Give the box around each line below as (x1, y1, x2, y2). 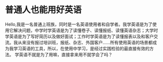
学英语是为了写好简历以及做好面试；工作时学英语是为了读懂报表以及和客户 (5, 33, 154, 39)
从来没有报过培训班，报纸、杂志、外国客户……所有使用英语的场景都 (17, 39, 153, 45)
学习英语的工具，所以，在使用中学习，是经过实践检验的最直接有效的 (13, 46, 149, 51)
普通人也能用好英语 (5, 4, 82, 15)
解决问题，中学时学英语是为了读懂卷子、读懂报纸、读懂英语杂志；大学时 (13, 27, 158, 33)
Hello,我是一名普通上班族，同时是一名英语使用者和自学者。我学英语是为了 (5, 21, 153, 27)
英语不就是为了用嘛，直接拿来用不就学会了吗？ (18, 51, 113, 57)
